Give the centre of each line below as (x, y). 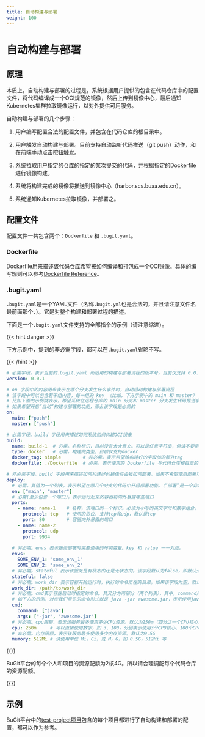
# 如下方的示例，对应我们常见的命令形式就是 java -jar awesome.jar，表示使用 (101, 599)
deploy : (16, 480)
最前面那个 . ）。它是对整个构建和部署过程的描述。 (68, 311)
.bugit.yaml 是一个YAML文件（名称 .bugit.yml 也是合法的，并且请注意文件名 (101, 304)
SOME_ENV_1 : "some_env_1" (50, 560)
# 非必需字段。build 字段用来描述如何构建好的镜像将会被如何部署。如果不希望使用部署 (101, 475)
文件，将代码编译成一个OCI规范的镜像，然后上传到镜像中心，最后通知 (94, 98)
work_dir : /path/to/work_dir (49, 588)
